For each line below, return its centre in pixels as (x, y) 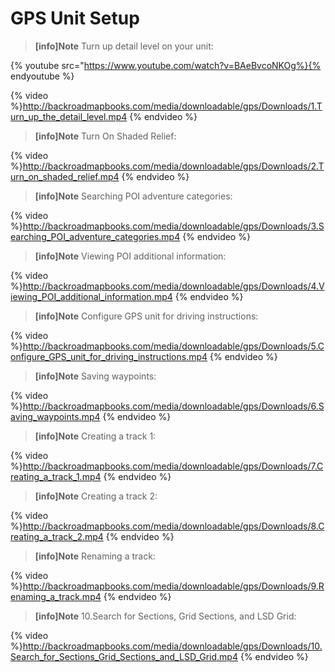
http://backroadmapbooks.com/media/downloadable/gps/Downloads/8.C (173, 526)
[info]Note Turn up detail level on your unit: (124, 46)
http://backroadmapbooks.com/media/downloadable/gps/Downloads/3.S (173, 226)
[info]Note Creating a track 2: (96, 496)
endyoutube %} (42, 76)
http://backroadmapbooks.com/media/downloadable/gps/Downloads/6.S (173, 406)
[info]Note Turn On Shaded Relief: (105, 136)
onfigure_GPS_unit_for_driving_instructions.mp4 (109, 356)
